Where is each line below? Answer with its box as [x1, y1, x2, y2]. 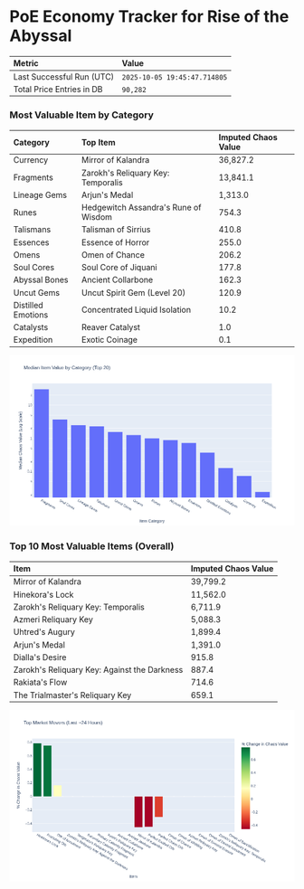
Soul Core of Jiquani [81, 262, 157, 273]
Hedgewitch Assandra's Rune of [81, 202, 202, 213]
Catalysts [13, 322, 49, 333]
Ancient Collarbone [81, 274, 154, 286]
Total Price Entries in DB [13, 83, 103, 94]
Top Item [81, 137, 116, 147]
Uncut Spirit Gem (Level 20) [81, 287, 186, 298]
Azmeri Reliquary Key [13, 614, 93, 625]
